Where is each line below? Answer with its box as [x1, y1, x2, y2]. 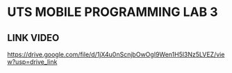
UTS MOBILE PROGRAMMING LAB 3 [7, 4, 218, 20]
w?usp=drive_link [7, 58, 58, 66]
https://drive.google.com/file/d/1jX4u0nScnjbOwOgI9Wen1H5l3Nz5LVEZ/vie [7, 50, 225, 58]
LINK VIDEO [7, 32, 60, 44]
